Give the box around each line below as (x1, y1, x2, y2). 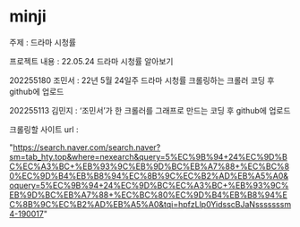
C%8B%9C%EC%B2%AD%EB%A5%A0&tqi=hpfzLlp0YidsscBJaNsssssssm (9, 198, 292, 209)
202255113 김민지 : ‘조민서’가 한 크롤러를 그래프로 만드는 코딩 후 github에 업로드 (9, 105, 291, 115)
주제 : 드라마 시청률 (9, 37, 76, 47)
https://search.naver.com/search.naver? (13, 141, 161, 153)
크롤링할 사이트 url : (9, 123, 79, 135)
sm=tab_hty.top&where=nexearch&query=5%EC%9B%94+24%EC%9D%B (9, 151, 288, 162)
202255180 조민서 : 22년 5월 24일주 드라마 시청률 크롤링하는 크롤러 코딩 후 (9, 74, 275, 86)
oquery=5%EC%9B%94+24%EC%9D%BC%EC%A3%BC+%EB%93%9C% (9, 180, 289, 190)
